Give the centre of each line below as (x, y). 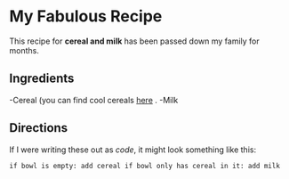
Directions (39, 128)
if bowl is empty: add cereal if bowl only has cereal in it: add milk (144, 166)
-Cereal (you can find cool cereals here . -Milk (94, 100)
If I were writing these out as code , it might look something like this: (132, 150)
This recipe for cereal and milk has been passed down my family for (134, 41)
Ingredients (42, 79)
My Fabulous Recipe (86, 16)
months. (24, 50)
